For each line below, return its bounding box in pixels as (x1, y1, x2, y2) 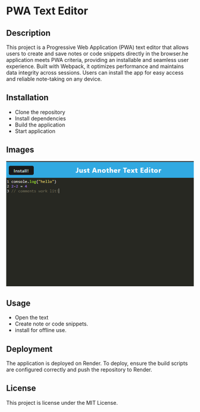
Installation (6, 92, 49, 103)
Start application (14, 127, 55, 135)
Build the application (14, 121, 65, 128)
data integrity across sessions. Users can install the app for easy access (6, 69, 184, 76)
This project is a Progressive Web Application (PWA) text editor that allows (6, 44, 189, 51)
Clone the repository (14, 109, 65, 116)
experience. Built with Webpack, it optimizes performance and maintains (6, 63, 185, 70)
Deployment (6, 344, 53, 354)
